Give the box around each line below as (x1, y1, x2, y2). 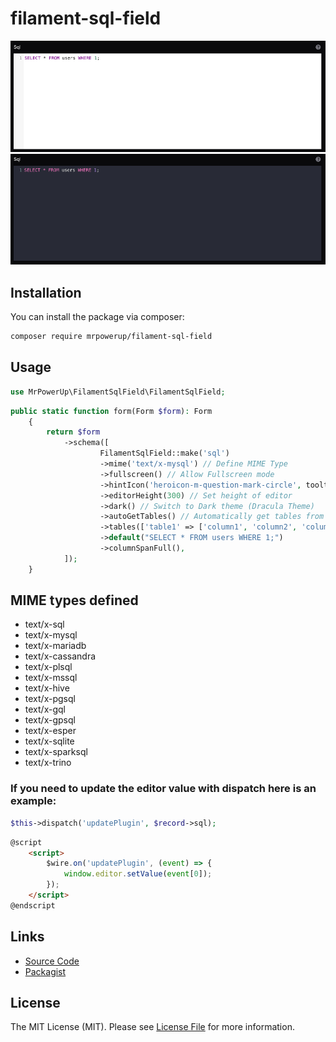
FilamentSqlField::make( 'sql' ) (99, 448, 230, 459)
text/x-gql (24, 703, 66, 716)
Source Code (24, 955, 80, 967)
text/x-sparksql (24, 746, 88, 758)
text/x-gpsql (24, 714, 76, 726)
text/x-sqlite (24, 735, 75, 747)
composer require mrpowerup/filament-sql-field (10, 332, 213, 342)
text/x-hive (24, 682, 70, 694)
